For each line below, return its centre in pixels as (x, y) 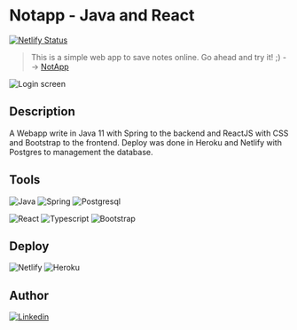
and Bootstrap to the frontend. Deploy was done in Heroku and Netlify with (145, 142)
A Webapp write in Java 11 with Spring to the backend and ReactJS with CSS (149, 133)
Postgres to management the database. (81, 152)
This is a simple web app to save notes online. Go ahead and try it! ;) (156, 57)
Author (29, 295)
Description (42, 112)
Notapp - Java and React (102, 16)
